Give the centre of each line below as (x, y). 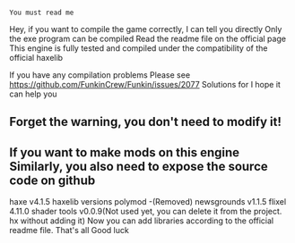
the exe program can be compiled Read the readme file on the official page (148, 38)
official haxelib (36, 58)
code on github (52, 180)
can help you (33, 94)
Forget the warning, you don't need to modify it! (146, 122)
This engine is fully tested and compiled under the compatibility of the (139, 48)
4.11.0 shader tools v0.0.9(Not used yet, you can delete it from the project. (146, 212)
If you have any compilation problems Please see (100, 75)
